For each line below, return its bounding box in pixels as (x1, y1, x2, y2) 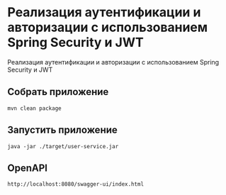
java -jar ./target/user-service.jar (7, 143, 119, 150)
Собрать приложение (7, 86, 109, 98)
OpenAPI (7, 162, 48, 174)
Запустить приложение (7, 124, 118, 136)
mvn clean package (7, 104, 62, 112)
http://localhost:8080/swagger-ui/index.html (7, 181, 144, 188)
